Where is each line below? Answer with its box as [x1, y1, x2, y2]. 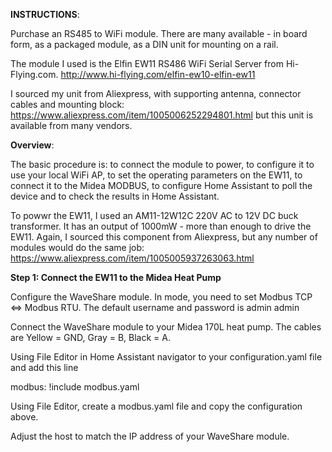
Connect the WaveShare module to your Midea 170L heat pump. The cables [10, 321, 322, 333]
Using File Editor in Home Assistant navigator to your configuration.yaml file [10, 351, 323, 363]
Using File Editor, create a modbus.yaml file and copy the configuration [10, 400, 303, 412]
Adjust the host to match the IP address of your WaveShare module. [10, 430, 290, 442]
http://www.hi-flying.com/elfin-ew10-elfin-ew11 [60, 69, 256, 80]
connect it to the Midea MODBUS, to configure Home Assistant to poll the [10, 180, 313, 191]
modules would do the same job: [10, 242, 145, 253]
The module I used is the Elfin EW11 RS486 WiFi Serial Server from [10, 58, 284, 69]
